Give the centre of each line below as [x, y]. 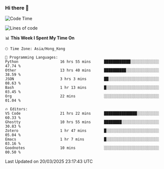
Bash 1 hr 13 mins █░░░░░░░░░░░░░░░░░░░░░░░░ [82, 88]
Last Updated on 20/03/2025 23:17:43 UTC [49, 162]
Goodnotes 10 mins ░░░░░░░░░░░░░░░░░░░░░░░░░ [82, 148]
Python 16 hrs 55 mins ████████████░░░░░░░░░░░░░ [82, 62]
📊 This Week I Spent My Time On [40, 38]
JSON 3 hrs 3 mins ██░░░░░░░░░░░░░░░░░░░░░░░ [82, 79]
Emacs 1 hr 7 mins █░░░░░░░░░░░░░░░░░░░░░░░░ [82, 139]
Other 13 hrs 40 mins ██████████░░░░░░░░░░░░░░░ [82, 70]
